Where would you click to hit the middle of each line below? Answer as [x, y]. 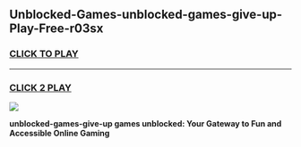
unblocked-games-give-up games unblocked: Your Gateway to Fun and [146, 123]
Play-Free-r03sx [56, 29]
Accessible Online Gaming [60, 133]
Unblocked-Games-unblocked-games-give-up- [146, 15]
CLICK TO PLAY [44, 54]
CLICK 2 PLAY [40, 87]
